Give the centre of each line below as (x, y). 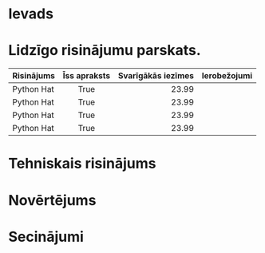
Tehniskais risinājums (83, 164)
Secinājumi (46, 237)
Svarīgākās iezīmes (156, 76)
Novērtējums (52, 200)
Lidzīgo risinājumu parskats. (105, 51)
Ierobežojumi (227, 76)
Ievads (31, 14)
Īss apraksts (86, 76)
